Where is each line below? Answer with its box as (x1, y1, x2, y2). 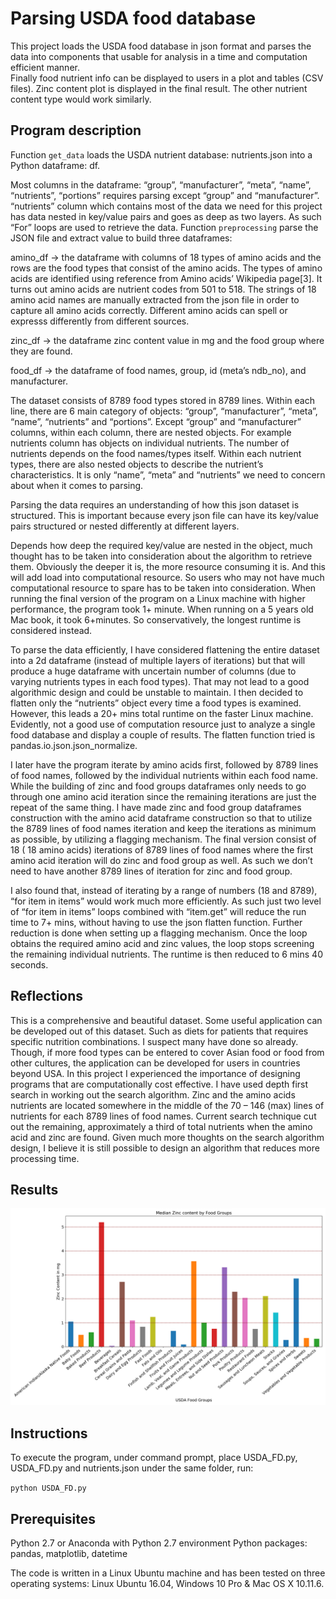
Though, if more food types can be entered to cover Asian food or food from (10, 1046, 325, 1058)
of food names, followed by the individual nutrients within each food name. (10, 769, 318, 781)
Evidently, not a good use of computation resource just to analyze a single (10, 718, 316, 730)
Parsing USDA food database (10, 7, 257, 30)
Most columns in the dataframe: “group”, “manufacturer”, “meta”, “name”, (10, 178, 312, 191)
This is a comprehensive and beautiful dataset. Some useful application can (10, 1014, 323, 1026)
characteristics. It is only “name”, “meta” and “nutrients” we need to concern (10, 468, 326, 481)
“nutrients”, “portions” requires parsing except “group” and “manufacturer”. (10, 189, 320, 201)
